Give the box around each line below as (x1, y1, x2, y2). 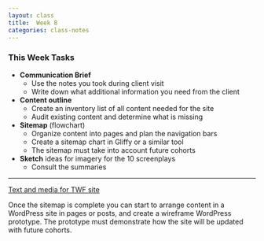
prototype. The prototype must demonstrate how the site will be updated (8, 217, 244, 226)
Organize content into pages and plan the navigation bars (31, 128, 218, 138)
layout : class (8, 11, 55, 20)
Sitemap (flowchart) (19, 120, 86, 130)
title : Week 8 (8, 19, 58, 27)
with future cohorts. (8, 225, 72, 235)
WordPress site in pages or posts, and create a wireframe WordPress (8, 208, 232, 217)
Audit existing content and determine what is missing (31, 112, 203, 121)
